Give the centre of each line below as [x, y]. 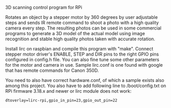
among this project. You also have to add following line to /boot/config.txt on [86, 86]
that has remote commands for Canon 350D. [52, 70]
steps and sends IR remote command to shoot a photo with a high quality [82, 23]
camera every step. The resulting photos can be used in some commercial [83, 28]
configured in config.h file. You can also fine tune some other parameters [82, 60]
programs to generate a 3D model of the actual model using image [75, 33]
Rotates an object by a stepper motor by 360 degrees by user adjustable [82, 17]
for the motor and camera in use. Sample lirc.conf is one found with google [84, 65]
